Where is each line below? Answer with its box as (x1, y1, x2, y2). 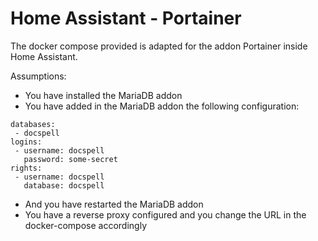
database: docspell (23, 180, 105, 191)
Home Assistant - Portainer (10, 7, 242, 30)
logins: (10, 137, 43, 147)
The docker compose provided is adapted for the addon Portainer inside (10, 40, 308, 52)
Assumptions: (10, 70, 67, 82)
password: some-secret (23, 154, 118, 164)
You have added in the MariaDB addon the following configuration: (24, 100, 300, 112)
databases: (10, 119, 56, 129)
